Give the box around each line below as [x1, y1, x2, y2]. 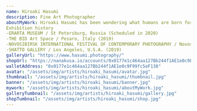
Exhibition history [6, 25, 54, 31]
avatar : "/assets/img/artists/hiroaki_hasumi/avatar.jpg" [6, 69, 151, 75]
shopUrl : [6, 58, 28, 63]
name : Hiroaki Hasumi [6, 8, 59, 15]
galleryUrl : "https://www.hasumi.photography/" [6, 52, 125, 58]
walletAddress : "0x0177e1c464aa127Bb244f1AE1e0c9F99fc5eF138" [6, 63, 161, 69]
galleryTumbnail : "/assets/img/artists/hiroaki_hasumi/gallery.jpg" [6, 90, 177, 96]
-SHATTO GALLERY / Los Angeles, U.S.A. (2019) [6, 47, 122, 53]
